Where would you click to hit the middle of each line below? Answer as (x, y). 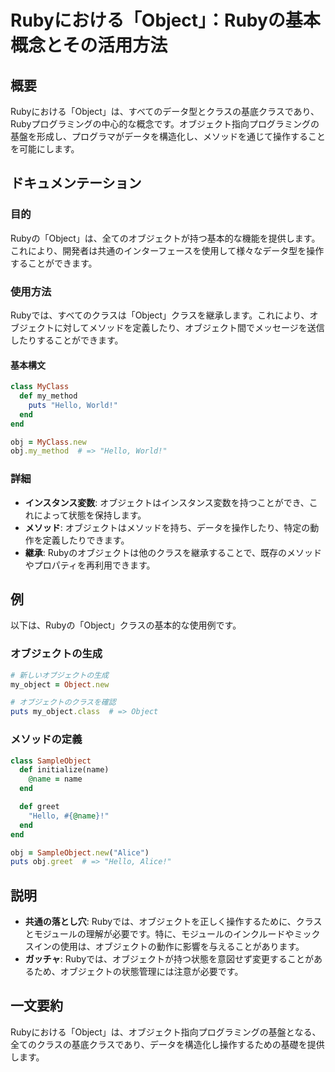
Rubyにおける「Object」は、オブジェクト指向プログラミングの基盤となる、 (166, 1032)
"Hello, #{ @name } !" (69, 816)
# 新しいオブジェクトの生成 (60, 675)
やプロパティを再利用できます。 (90, 565)
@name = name (55, 779)
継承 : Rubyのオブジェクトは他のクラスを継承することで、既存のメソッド (173, 552)
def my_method (48, 396)
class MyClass (40, 387)
